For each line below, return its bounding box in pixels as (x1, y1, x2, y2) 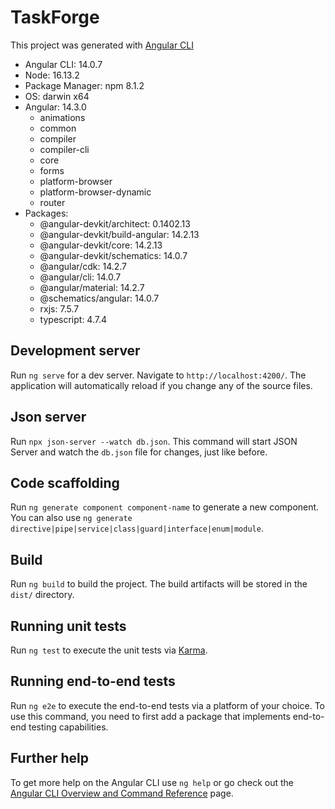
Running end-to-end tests (10, 673, 176, 690)
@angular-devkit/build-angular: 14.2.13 (39, 228, 200, 240)
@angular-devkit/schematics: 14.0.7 (39, 249, 188, 261)
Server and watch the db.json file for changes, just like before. (10, 446, 268, 458)
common (39, 122, 77, 134)
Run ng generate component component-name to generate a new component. (10, 501, 320, 513)
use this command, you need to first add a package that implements (10, 710, 291, 722)
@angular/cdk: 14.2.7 (39, 260, 128, 272)
